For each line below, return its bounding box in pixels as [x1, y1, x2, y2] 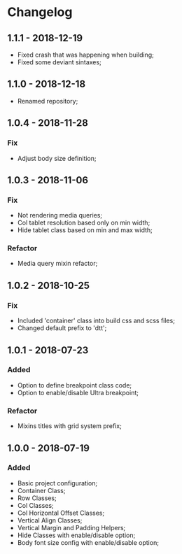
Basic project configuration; [17, 478, 98, 487]
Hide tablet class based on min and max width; [17, 226, 153, 234]
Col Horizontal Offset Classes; [17, 509, 105, 517]
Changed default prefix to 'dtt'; [17, 324, 107, 332]
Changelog [7, 4, 73, 20]
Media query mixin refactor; [17, 260, 98, 268]
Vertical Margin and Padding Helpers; [17, 523, 126, 532]
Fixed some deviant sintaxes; [17, 58, 101, 66]
